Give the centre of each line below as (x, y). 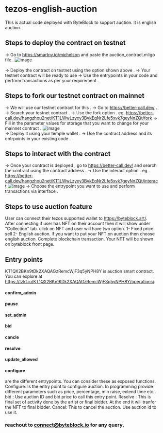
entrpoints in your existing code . (38, 138)
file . (9, 60)
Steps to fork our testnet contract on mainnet (75, 96)
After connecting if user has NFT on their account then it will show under (78, 224)
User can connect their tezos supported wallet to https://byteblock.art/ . (76, 218)
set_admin (16, 315)
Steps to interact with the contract (58, 153)
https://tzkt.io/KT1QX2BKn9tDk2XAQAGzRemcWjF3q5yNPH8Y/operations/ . (80, 281)
